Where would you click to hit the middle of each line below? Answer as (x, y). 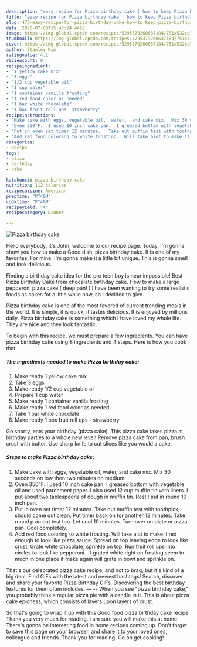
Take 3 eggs (30, 383)
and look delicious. (29, 265)
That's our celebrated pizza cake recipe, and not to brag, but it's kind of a (95, 570)
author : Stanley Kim (31, 50)
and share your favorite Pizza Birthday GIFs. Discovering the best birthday (96, 583)
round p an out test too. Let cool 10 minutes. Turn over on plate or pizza (101, 522)
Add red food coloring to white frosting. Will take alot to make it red (96, 534)
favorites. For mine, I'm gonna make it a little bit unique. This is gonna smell (97, 258)
